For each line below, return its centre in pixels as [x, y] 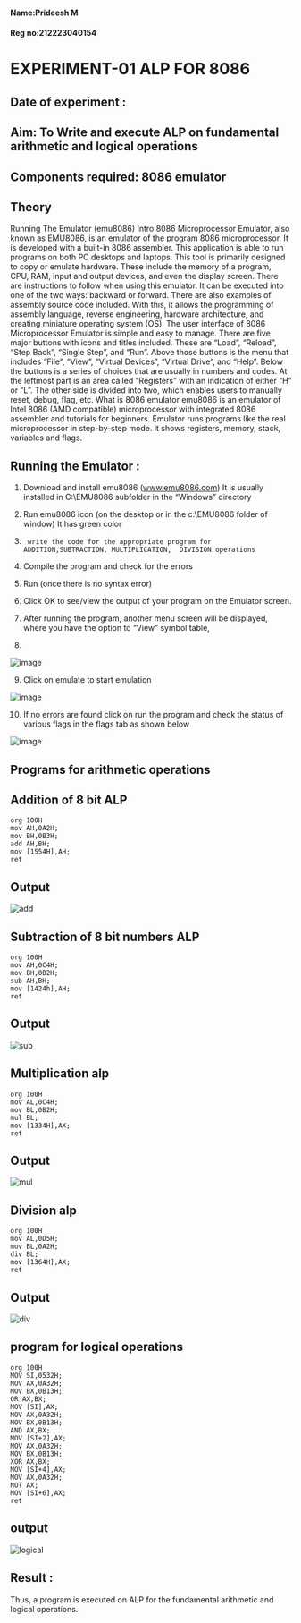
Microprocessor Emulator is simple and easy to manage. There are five [140, 333]
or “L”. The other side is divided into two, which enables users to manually [146, 390]
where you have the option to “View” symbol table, [117, 628]
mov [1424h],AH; [40, 989]
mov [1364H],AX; [40, 1262]
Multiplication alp [60, 1074]
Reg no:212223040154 [54, 33]
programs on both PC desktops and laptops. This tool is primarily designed [148, 257]
